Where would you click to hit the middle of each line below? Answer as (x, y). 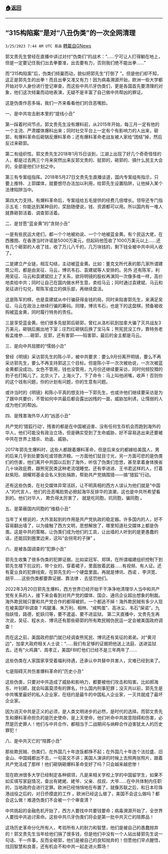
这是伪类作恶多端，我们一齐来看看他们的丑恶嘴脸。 (58, 103)
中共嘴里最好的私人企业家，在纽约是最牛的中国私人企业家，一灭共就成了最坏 (84, 695)
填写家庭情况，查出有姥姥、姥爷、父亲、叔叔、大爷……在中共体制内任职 (88, 781)
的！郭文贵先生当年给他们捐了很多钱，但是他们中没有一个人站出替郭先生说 (82, 834)
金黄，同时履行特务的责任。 (47, 312)
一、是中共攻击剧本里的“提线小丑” (40, 114)
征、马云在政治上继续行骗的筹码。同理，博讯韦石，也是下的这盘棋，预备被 (82, 306)
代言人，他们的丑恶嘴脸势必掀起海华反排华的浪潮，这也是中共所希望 (86, 492)
